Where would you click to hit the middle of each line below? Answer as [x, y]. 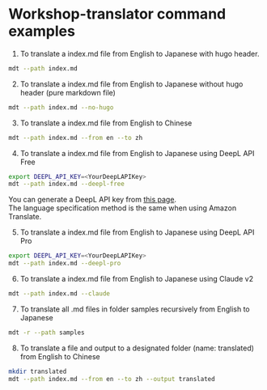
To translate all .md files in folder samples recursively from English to [135, 309]
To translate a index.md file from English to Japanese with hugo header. [140, 53]
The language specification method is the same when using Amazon [123, 208]
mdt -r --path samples [47, 333]
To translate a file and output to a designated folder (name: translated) [137, 348]
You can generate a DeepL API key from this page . [92, 200]
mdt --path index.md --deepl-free [67, 184]
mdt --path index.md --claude [59, 294]
